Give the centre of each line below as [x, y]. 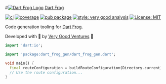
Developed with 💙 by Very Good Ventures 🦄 [49, 36]
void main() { [20, 63]
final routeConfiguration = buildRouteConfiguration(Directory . [77, 68]
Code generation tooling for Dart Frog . [44, 27]
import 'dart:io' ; [24, 45]
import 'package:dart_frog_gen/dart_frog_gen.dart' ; [61, 54]
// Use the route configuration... [46, 72]
